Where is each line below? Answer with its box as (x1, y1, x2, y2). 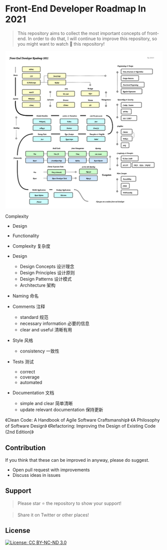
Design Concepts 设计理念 (19, 263, 74, 269)
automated (19, 379, 42, 385)
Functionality (12, 233, 39, 239)
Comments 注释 (12, 303, 45, 309)
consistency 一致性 (19, 348, 59, 354)
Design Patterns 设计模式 (19, 276, 72, 282)
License (5, 526, 30, 534)
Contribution (5, 444, 46, 452)
